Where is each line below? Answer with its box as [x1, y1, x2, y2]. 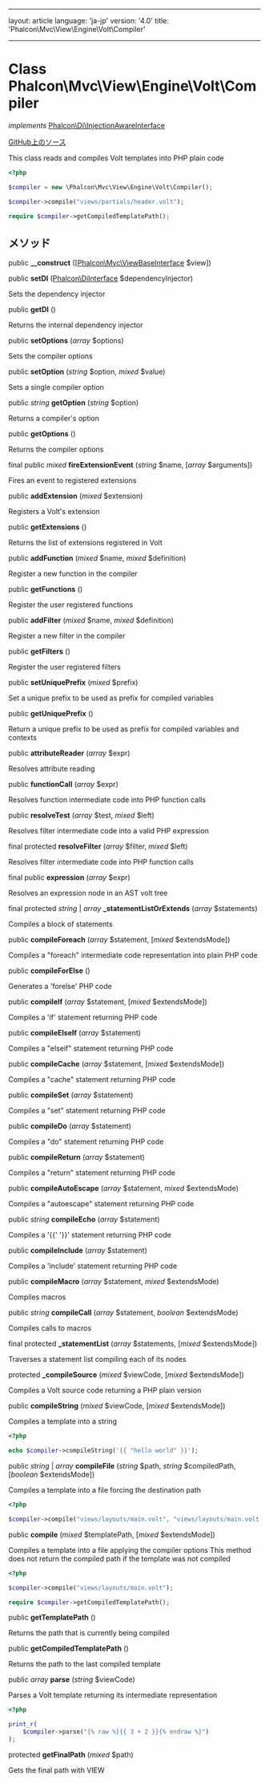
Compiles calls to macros [8, 1323, 92, 1333]
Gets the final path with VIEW [8, 1765, 106, 1775]
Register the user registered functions [8, 600, 134, 610]
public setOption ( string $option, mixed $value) [8, 367, 166, 377]
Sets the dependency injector [8, 290, 106, 299]
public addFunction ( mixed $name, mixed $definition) [8, 553, 187, 563]
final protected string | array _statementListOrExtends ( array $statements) [8, 904, 258, 914]
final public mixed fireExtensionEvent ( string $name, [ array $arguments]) [8, 460, 253, 470]
